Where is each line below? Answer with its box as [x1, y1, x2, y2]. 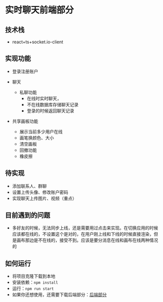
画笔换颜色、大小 [19, 135, 54, 141]
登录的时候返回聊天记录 [26, 108, 74, 114]
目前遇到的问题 [5, 211, 50, 219]
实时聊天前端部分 [5, 4, 74, 16]
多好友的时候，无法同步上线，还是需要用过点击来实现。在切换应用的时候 [12, 225, 158, 231]
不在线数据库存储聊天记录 [26, 101, 79, 107]
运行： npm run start [12, 286, 54, 292]
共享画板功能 [12, 118, 38, 124]
